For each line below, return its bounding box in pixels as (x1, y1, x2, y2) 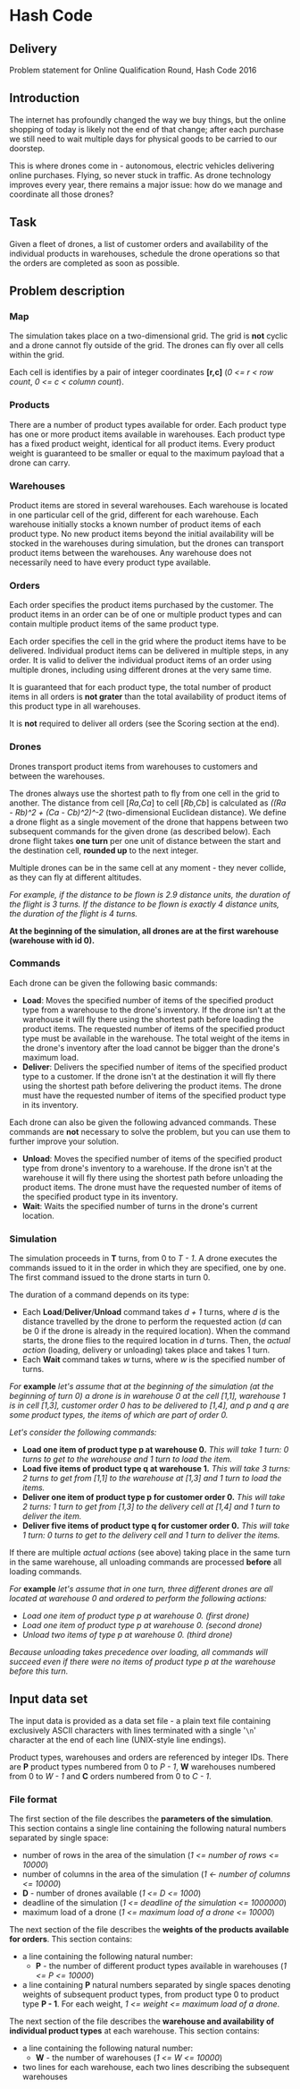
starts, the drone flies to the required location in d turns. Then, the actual (21, 1335, 291, 1346)
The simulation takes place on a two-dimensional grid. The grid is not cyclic (9, 330, 288, 341)
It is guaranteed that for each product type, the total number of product (9, 682, 271, 693)
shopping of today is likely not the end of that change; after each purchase (9, 124, 284, 134)
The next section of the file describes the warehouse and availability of (9, 2016, 275, 2027)
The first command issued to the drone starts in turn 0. (9, 1272, 211, 1283)
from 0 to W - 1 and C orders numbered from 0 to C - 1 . (9, 1770, 212, 1781)
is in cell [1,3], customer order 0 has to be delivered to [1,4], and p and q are (9, 1400, 289, 1411)
